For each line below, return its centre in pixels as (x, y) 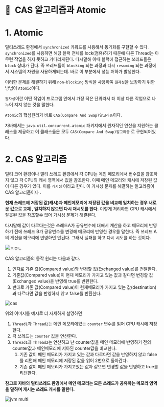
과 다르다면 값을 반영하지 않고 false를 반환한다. (57, 293)
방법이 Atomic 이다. (23, 88)
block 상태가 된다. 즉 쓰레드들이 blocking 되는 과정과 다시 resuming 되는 (74, 65)
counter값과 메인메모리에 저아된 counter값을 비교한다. (64, 348)
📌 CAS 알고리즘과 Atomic (56, 10)
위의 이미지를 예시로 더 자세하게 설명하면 (44, 313)
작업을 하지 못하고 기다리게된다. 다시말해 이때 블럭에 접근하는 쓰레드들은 (83, 59)
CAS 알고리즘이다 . (23, 192)
